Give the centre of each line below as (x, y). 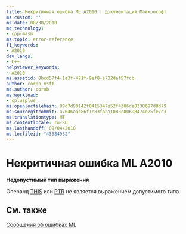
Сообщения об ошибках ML (41, 224)
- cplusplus (21, 100)
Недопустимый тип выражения (48, 180)
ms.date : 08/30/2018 (32, 23)
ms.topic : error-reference (40, 39)
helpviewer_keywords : (33, 67)
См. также (27, 210)
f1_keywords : (22, 45)
